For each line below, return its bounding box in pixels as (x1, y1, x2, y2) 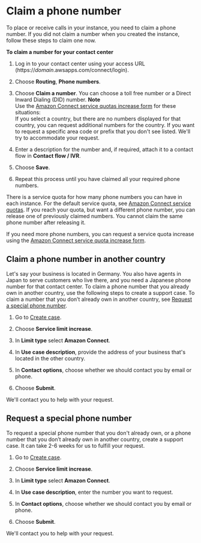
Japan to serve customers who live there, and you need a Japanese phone (6, 276, 191, 283)
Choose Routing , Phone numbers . (14, 78, 101, 85)
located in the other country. (14, 355, 86, 362)
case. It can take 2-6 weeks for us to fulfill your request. (6, 442, 145, 449)
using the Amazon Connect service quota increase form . (6, 237, 146, 244)
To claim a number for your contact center (6, 48, 114, 55)
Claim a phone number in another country (6, 254, 166, 264)
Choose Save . (14, 164, 50, 171)
